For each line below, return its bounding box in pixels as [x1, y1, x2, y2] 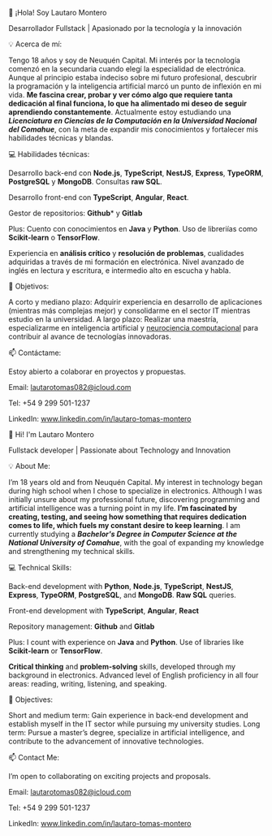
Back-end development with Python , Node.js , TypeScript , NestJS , [8, 582, 234, 591]
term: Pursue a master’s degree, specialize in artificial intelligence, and [8, 728, 245, 737]
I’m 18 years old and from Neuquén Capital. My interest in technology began [8, 478, 263, 487]
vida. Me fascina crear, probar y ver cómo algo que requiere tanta [8, 90, 233, 99]
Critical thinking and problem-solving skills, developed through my [8, 662, 236, 671]
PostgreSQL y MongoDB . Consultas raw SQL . [8, 177, 162, 186]
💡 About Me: [8, 461, 51, 470]
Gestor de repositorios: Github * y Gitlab [8, 208, 143, 218]
